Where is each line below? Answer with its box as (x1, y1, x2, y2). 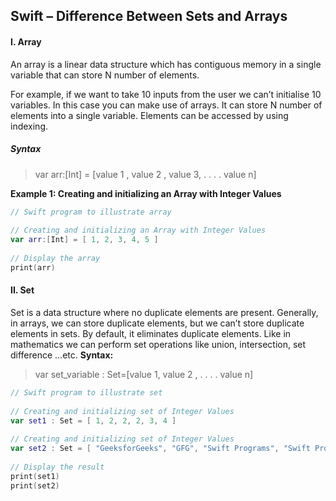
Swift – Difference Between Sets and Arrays (10, 8, 288, 25)
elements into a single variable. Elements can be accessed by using (10, 109, 289, 121)
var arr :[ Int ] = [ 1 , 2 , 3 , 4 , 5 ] (10, 235, 159, 245)
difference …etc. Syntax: (10, 349, 114, 361)
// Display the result (10, 462, 105, 472)
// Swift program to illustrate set (10, 387, 163, 398)
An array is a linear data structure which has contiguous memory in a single (10, 58, 322, 70)
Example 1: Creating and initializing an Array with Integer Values (10, 187, 282, 199)
